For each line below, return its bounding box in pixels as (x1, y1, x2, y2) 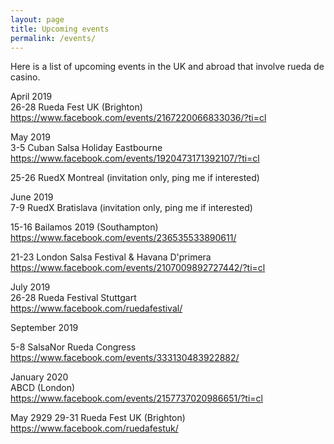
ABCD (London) (10, 382, 76, 394)
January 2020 (10, 371, 69, 383)
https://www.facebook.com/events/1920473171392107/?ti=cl (10, 152, 260, 165)
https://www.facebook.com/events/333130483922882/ (10, 352, 240, 364)
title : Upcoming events (10, 24, 110, 34)
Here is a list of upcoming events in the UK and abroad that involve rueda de (10, 61, 325, 73)
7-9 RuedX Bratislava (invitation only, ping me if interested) (10, 202, 253, 214)
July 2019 (10, 281, 51, 293)
